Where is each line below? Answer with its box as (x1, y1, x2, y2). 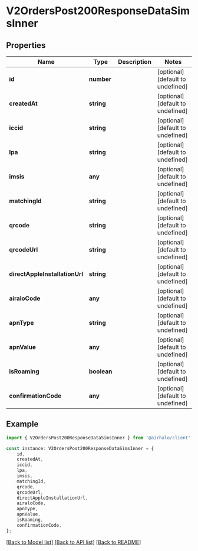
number (88, 75, 112, 83)
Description (117, 58, 152, 66)
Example (6, 419, 39, 429)
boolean (88, 367, 113, 376)
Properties (6, 40, 46, 50)
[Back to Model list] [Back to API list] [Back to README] (6, 539, 141, 546)
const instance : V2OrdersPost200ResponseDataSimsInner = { (6, 445, 154, 451)
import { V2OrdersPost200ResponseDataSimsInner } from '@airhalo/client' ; (6, 435, 194, 441)
